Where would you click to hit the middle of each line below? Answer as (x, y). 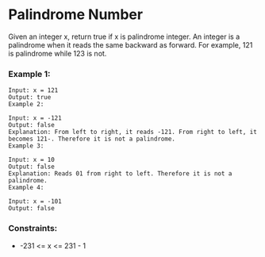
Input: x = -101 (35, 201)
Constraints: (33, 228)
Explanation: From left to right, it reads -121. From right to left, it (133, 132)
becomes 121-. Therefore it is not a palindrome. (92, 139)
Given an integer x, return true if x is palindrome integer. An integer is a (124, 36)
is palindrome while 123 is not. (58, 53)
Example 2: (26, 105)
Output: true (30, 98)
